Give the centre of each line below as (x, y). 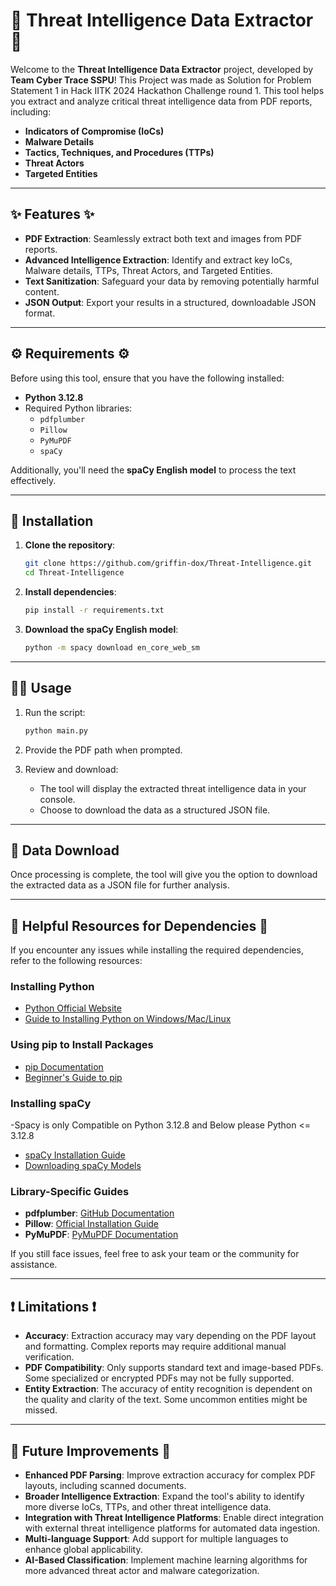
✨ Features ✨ (52, 214)
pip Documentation (64, 1066)
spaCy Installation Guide (75, 1155)
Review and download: (71, 769)
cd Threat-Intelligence (74, 573)
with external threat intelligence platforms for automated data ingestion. (172, 1528)
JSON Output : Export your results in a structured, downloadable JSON (170, 302)
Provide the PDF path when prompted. (103, 750)
